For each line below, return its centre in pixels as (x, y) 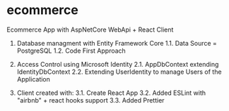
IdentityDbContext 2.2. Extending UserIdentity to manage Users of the (119, 72)
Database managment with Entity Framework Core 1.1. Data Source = (117, 43)
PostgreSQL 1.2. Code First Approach (71, 51)
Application (34, 79)
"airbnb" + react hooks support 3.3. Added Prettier (90, 100)
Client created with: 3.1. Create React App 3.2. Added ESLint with (111, 93)
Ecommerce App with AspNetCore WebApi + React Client (90, 30)
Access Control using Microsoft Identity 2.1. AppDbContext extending (118, 64)
